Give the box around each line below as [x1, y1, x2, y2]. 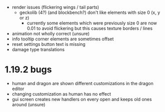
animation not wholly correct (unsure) [11, 31, 90, 36]
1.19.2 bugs [4, 64, 52, 75]
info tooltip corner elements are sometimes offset [11, 36, 114, 42]
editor [11, 86, 24, 92]
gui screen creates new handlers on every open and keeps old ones [11, 96, 152, 102]
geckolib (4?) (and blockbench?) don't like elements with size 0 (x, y [19, 9, 160, 15]
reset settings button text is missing [11, 41, 85, 47]
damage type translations [11, 47, 65, 52]
